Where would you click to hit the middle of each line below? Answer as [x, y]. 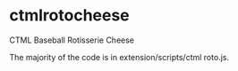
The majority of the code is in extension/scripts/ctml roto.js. [119, 57]
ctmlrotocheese [69, 16]
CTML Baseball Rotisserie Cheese [72, 40]
